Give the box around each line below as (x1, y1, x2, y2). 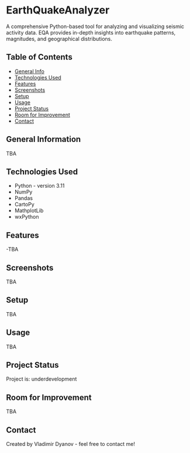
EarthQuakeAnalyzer (6, 4, 110, 17)
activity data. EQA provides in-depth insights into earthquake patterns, (6, 29, 176, 36)
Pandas (14, 195, 33, 202)
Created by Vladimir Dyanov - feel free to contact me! (6, 441, 136, 448)
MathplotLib (14, 207, 44, 214)
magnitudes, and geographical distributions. (6, 35, 113, 42)
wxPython (14, 213, 39, 220)
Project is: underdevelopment (6, 375, 77, 383)
